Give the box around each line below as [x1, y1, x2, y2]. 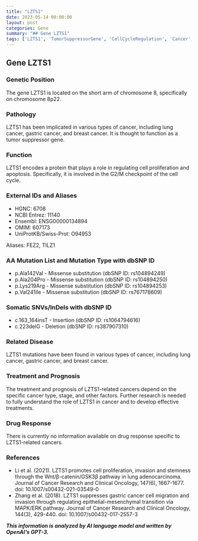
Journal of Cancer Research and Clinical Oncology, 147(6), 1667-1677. [14, 480, 184, 487]
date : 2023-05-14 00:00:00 [6, 14, 72, 20]
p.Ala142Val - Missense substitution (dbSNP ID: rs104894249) [14, 269, 166, 276]
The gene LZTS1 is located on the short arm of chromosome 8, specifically [6, 89, 187, 96]
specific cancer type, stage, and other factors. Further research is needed [6, 392, 186, 399]
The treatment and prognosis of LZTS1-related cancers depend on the [6, 385, 177, 393]
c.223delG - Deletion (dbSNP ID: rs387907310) [14, 323, 129, 330]
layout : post [6, 19, 38, 25]
